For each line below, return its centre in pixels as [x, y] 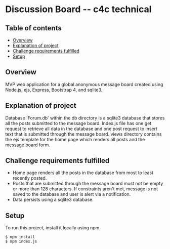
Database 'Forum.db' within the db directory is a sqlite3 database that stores [85, 118]
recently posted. [30, 178]
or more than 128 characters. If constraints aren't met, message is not [85, 189]
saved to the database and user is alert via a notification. [72, 194]
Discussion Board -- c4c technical [78, 9]
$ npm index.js [21, 241]
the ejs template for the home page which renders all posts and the [75, 139]
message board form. [28, 145]
